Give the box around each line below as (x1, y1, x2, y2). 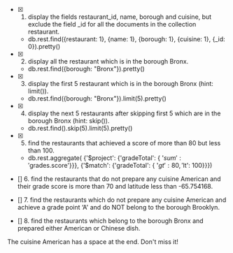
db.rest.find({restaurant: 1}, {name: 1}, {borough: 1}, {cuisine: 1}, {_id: (27, 35, 225, 43)
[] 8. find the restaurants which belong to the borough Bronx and (17, 217, 204, 225)
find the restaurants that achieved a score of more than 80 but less (27, 139, 221, 147)
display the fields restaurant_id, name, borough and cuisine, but (27, 13, 212, 21)
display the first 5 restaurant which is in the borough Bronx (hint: (27, 80, 213, 87)
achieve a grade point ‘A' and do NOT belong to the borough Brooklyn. (17, 203, 220, 211)
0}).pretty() (27, 43, 61, 50)
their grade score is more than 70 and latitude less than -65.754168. (17, 182, 213, 190)
